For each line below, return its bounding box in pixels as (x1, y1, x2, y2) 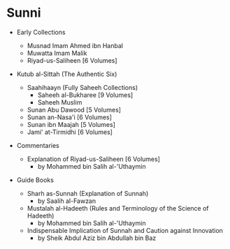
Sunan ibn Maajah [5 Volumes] (27, 120, 116, 128)
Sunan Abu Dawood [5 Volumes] (27, 105, 122, 114)
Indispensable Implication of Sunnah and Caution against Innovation (27, 226, 223, 234)
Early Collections (16, 28, 66, 36)
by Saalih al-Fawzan (37, 197, 96, 205)
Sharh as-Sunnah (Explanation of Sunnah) (27, 189, 149, 197)
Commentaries (16, 141, 60, 149)
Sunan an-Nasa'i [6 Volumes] (27, 113, 113, 121)
